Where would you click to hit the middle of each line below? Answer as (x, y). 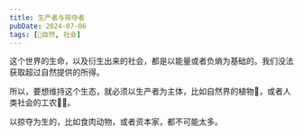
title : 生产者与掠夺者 (47, 18)
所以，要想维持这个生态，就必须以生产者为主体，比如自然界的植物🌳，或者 (147, 92)
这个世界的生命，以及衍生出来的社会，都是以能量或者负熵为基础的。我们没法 (151, 61)
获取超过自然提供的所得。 (57, 72)
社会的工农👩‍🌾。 (46, 103)
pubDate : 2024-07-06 (48, 26)
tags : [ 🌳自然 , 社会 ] (45, 34)
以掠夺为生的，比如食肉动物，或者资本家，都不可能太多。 (116, 121)
